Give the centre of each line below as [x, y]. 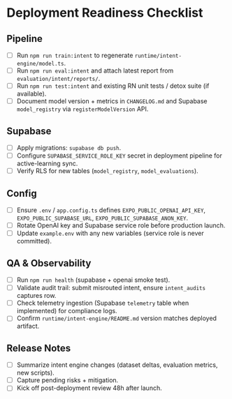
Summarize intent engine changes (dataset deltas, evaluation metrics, [117, 365]
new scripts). [36, 373]
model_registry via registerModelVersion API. [82, 109]
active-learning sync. [47, 164]
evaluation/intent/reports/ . [58, 79]
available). [31, 94]
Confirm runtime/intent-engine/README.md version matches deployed [117, 318]
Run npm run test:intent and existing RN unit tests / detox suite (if [113, 86]
